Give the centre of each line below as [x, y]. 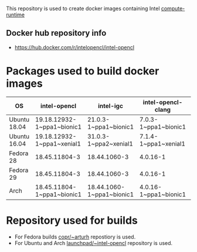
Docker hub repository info [56, 33]
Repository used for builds [72, 220]
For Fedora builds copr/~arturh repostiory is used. [75, 237]
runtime [16, 15]
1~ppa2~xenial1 [110, 143]
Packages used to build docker [83, 71]
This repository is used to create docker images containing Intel [83, 9]
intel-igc [110, 106]
